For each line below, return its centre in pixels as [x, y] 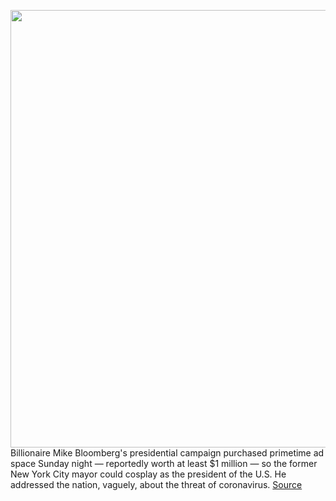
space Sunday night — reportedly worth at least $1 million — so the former [164, 463]
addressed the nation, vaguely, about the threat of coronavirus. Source [156, 484]
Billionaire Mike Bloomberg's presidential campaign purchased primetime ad [167, 453]
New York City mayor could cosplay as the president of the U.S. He [148, 474]
